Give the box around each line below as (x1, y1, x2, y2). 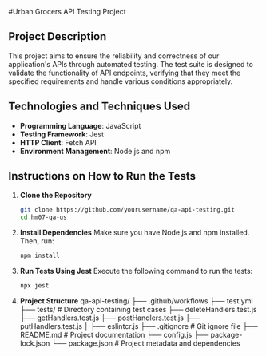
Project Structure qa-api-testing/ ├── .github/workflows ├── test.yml (19, 295, 253, 306)
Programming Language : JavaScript (19, 121, 141, 130)
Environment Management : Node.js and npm (19, 146, 171, 156)
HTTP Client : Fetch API (19, 137, 97, 147)
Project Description (8, 30, 107, 43)
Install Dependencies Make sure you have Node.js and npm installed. (19, 227, 250, 238)
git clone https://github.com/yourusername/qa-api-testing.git (19, 206, 236, 214)
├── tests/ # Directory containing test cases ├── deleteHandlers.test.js (19, 304, 257, 314)
